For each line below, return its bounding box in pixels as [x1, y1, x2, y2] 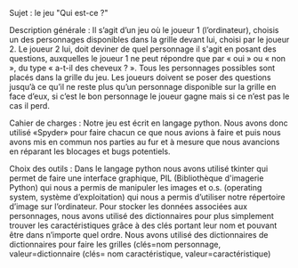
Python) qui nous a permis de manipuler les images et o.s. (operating [9, 183, 262, 192]
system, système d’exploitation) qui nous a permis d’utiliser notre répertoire [9, 191, 286, 202]
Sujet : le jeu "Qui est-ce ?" [9, 8, 109, 18]
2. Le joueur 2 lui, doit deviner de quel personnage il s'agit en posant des [9, 44, 278, 54]
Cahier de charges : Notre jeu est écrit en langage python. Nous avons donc [9, 118, 288, 128]
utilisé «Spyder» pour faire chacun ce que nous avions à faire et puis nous [9, 127, 282, 137]
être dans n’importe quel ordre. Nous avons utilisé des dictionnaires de [9, 230, 269, 240]
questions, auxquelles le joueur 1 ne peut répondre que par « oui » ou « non [9, 53, 286, 63]
